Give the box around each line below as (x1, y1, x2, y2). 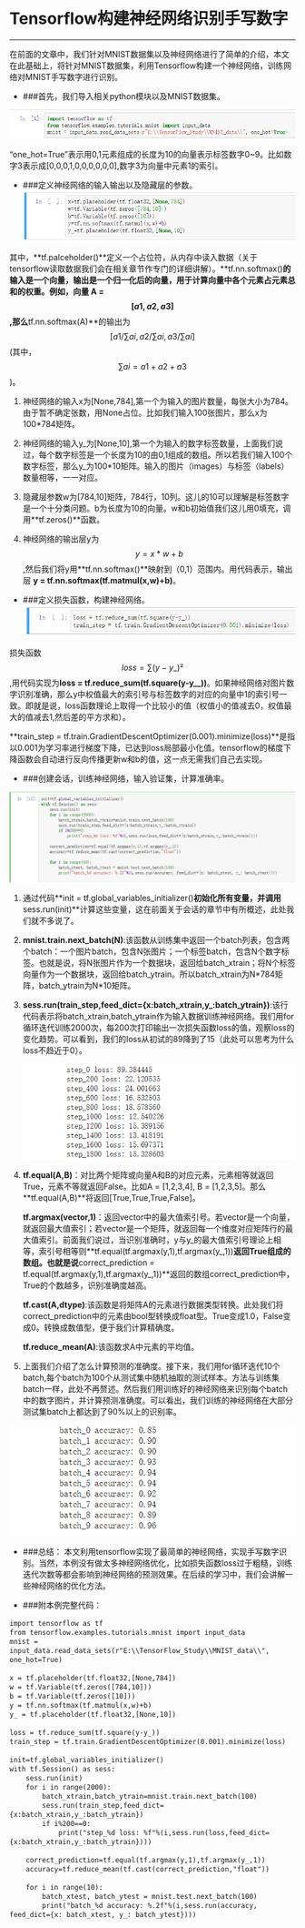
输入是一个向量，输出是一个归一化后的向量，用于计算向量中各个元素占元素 (9, 274, 288, 285)
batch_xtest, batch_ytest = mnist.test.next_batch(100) (42, 1892, 258, 1901)
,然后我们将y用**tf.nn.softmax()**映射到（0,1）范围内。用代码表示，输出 (22, 563, 293, 574)
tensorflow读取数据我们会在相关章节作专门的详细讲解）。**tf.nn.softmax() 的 (9, 263, 291, 274)
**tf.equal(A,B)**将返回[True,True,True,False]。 (22, 1192, 201, 1203)
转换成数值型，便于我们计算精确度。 (44, 1322, 180, 1334)
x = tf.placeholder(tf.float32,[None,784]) (9, 1673, 177, 1682)
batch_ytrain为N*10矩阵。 (38, 979, 136, 990)
